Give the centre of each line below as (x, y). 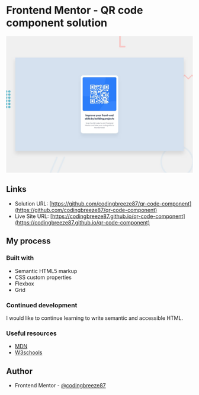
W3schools (28, 352)
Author (19, 371)
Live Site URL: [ (33, 216)
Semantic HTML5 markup (46, 271)
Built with (20, 258)
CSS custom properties (43, 277)
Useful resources (32, 333)
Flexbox (24, 283)
